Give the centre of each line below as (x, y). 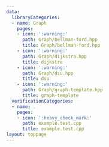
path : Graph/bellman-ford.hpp (60, 40)
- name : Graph (29, 23)
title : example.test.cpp (53, 129)
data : (13, 12)
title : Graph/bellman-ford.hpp (61, 46)
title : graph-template (50, 95)
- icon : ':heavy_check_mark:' (55, 118)
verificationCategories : (43, 101)
